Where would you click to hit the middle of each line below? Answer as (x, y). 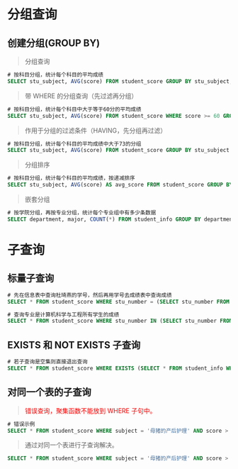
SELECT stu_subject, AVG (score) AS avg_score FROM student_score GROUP (115, 185)
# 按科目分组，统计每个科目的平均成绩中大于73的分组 (74, 144)
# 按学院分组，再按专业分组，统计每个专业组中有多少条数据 (82, 213)
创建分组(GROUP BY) (54, 43)
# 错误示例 (21, 424)
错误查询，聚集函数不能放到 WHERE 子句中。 (90, 410)
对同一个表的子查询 (49, 392)
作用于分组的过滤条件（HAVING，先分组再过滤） (96, 130)
